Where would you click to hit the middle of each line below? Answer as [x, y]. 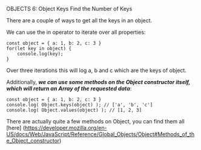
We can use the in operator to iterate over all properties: [76, 32]
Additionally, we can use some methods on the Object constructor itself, [98, 82]
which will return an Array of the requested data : [69, 88]
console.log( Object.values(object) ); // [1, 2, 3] [74, 110]
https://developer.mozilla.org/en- [66, 128]
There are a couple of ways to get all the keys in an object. [79, 20]
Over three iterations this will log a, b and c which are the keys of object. [96, 70]
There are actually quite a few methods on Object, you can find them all [95, 121]
